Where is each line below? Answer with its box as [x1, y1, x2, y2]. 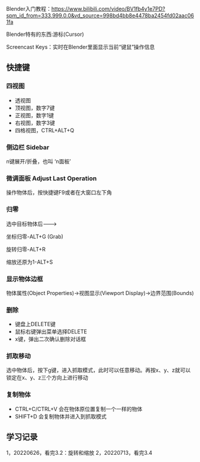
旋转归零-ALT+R [6, 245, 46, 253]
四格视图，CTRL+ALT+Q [14, 126, 75, 133]
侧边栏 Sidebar [6, 143, 50, 151]
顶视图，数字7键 [14, 104, 55, 111]
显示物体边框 [6, 275, 44, 283]
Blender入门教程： [6, 5, 52, 12]
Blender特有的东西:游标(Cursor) [6, 31, 85, 38]
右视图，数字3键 [14, 119, 56, 126]
